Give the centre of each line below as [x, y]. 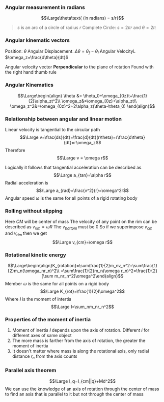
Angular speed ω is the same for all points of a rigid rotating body [71, 198]
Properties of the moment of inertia [48, 320]
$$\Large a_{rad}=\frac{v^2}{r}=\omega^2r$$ [82, 190]
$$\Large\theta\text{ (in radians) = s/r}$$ [82, 18]
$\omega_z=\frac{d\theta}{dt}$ [37, 58]
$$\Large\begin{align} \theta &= [50, 95]
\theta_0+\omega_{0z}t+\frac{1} [115, 95]
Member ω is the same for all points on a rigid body [57, 284]
